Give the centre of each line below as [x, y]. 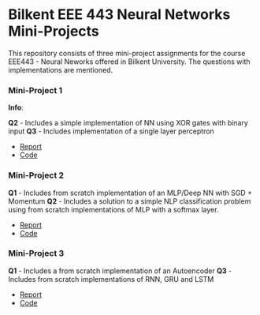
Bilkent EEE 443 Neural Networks [119, 15]
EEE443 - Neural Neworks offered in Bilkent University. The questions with [129, 62]
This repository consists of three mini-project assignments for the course [127, 53]
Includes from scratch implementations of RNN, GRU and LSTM [111, 279]
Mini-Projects [54, 31]
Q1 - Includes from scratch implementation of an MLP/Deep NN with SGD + [130, 193]
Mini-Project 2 [36, 175]
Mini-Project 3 [36, 253]
